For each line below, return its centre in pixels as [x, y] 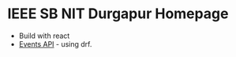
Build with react [44, 36]
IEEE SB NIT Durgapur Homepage [118, 14]
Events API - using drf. [55, 44]
